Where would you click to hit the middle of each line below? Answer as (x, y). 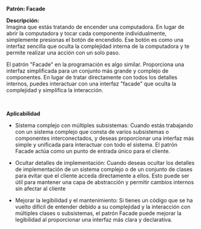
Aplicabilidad (23, 114)
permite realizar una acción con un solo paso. (63, 53)
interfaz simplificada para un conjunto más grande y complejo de (87, 71)
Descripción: (23, 20)
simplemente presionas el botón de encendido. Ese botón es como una (95, 40)
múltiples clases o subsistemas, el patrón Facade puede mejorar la (98, 213)
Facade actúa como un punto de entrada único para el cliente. (93, 151)
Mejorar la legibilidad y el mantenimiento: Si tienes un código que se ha (104, 200)
